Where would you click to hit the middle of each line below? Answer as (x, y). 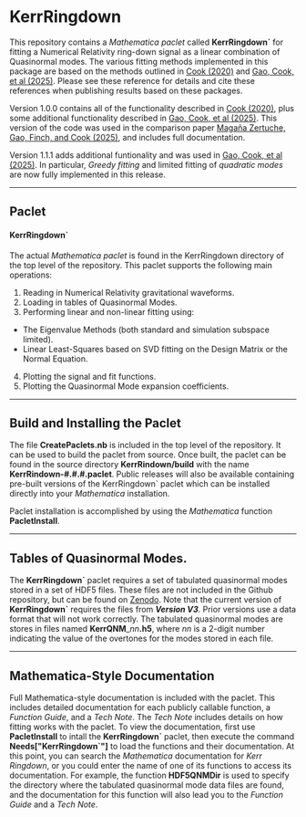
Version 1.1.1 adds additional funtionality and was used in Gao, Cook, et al (146, 155)
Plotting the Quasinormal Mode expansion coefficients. (126, 386)
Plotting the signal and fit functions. (89, 376)
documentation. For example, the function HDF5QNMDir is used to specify (149, 775)
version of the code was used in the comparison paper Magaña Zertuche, (148, 127)
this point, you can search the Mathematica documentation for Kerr (136, 756)
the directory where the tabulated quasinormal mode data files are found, (147, 785)
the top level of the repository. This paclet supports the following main (141, 265)
